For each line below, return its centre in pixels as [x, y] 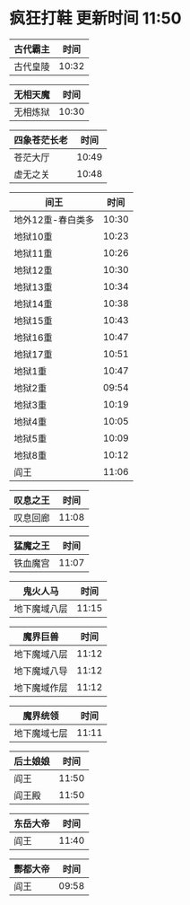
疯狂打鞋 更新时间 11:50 [95, 18]
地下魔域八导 [41, 671]
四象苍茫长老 [41, 140]
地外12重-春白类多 [54, 219]
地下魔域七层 [41, 733]
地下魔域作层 [41, 688]
